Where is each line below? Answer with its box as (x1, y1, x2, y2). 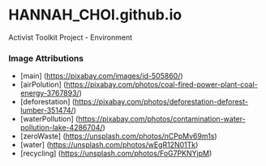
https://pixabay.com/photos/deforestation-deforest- (74, 97, 249, 107)
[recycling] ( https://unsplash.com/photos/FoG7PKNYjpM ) (19, 148, 212, 159)
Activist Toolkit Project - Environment (8, 32, 133, 42)
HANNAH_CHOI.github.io (8, 6, 182, 24)
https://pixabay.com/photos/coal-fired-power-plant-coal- (66, 79, 258, 90)
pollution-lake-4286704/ (19, 123, 103, 133)
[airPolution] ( (19, 79, 66, 90)
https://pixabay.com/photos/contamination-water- (78, 114, 246, 124)
